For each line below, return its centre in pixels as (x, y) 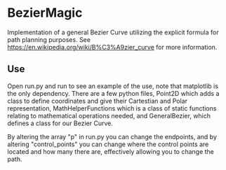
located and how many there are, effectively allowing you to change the (111, 151)
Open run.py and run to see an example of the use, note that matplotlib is (113, 86)
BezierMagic (45, 13)
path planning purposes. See (49, 39)
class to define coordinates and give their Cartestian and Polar (98, 101)
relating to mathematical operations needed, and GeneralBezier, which (109, 115)
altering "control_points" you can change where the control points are (108, 144)
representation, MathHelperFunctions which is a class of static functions (112, 108)
